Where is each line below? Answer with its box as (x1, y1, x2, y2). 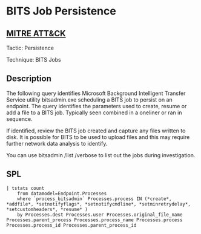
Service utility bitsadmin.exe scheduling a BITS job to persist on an (6, 96, 173, 103)
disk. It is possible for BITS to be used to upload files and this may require (6, 133, 190, 140)
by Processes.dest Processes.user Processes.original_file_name (17, 212, 183, 218)
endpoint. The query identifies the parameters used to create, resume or (6, 102, 187, 109)
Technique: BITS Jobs (6, 56, 62, 63)
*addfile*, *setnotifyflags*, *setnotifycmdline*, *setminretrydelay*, (6, 201, 191, 207)
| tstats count (6, 185, 45, 191)
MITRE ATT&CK (6, 28, 66, 39)
